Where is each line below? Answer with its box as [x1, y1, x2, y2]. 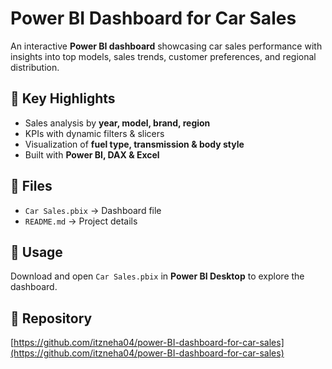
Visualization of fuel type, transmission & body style [24, 138, 245, 150]
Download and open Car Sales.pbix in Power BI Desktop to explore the [10, 270, 305, 282]
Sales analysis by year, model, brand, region [24, 117, 211, 129]
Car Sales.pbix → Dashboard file [24, 204, 162, 216]
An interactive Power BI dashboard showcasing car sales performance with [10, 40, 323, 52]
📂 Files [10, 178, 53, 195]
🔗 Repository [10, 310, 93, 327]
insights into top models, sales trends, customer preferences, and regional [10, 50, 317, 62]
